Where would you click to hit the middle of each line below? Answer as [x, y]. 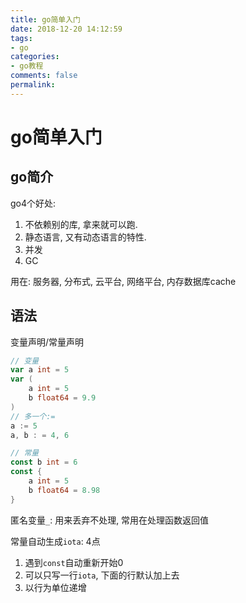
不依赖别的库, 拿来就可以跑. [81, 224]
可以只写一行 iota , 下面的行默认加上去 [102, 575]
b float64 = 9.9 [62, 398]
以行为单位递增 [55, 587]
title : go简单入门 [46, 19]
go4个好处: [33, 203]
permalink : [33, 85]
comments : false [44, 76]
